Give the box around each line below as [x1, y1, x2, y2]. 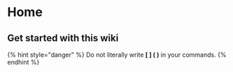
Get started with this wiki [7, 32, 119, 44]
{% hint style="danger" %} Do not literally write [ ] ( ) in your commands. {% [7, 50, 227, 59]
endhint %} [7, 58, 40, 66]
